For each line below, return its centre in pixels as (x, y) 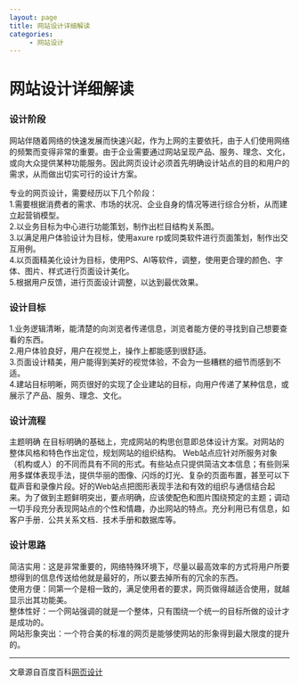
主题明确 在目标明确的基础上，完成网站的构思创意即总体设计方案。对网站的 (147, 442)
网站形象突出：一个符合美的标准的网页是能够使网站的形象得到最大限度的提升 (149, 633)
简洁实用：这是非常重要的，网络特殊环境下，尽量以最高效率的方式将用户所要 (149, 566)
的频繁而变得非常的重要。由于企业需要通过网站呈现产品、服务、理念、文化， (149, 152)
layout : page (33, 17)
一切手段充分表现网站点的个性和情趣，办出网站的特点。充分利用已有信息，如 (149, 508)
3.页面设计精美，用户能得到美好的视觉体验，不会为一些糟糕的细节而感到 (141, 362)
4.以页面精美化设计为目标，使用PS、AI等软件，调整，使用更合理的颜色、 (142, 260)
